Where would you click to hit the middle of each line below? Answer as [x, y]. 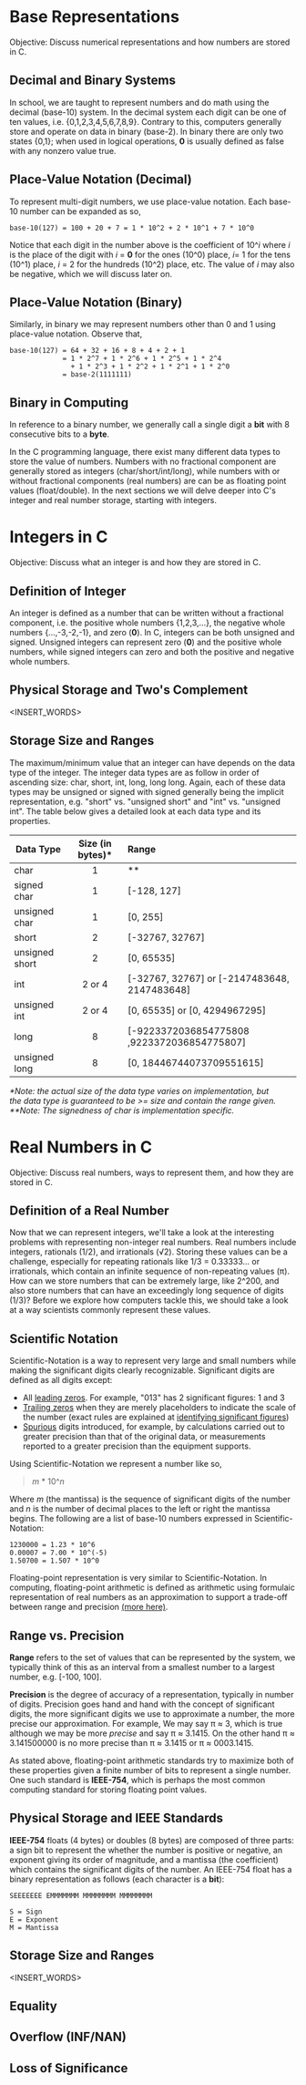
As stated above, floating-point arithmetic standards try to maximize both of [152, 1760]
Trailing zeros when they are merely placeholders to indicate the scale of [159, 1408]
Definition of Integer [68, 591]
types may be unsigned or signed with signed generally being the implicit [147, 791]
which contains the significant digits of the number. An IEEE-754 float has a [151, 1869]
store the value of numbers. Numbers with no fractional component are [143, 461]
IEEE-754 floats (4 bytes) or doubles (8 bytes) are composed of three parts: [152, 1840]
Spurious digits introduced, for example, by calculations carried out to [153, 1427]
